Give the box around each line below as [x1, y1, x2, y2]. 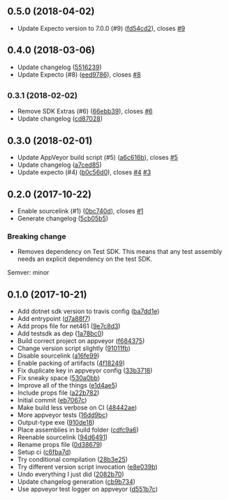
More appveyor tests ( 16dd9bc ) [17, 411, 108, 419]
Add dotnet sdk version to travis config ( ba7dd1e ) [17, 307, 160, 316]
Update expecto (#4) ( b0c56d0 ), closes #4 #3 [17, 168, 152, 176]
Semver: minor [7, 268, 50, 277]
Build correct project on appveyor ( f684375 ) [17, 337, 145, 345]
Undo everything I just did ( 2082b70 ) [17, 470, 124, 478]
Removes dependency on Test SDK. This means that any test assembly [17, 248, 223, 256]
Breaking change [7, 232, 66, 241]
